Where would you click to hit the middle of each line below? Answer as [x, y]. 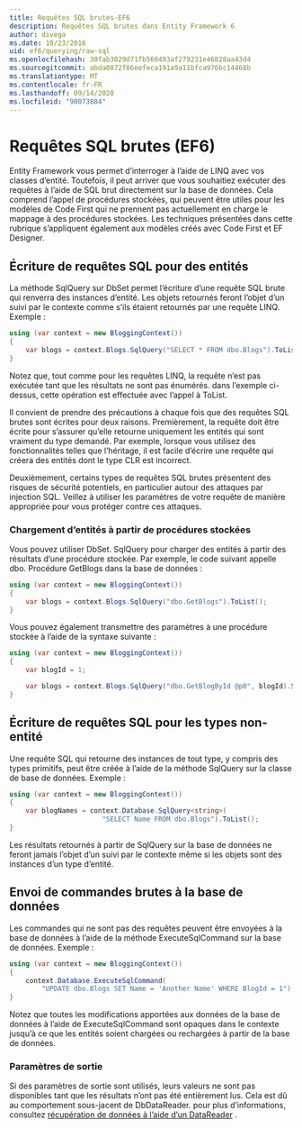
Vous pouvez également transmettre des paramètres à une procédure [138, 627]
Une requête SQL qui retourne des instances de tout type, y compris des [144, 759]
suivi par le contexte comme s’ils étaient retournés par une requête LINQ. [145, 307]
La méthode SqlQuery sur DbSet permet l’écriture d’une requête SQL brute [147, 288]
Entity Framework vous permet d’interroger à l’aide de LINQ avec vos [137, 171]
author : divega [38, 34]
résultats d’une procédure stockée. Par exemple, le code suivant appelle [143, 559]
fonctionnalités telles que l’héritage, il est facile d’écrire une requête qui [142, 451]
